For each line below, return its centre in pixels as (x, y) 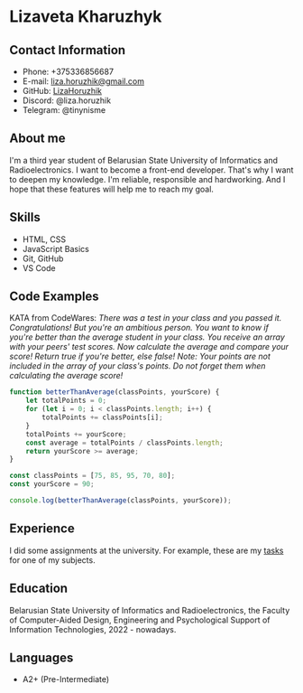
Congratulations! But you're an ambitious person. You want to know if (139, 328)
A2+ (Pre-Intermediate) (66, 679)
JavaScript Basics (56, 248)
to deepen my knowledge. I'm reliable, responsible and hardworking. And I (147, 179)
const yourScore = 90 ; (52, 484)
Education (39, 589)
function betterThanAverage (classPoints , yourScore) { (115, 392)
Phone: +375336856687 (68, 71)
